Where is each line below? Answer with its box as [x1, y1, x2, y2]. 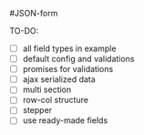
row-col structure [22, 95, 89, 106]
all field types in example [22, 43, 117, 54]
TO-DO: [9, 26, 39, 36]
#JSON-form [9, 8, 58, 18]
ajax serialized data [22, 74, 96, 85]
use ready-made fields [22, 115, 108, 126]
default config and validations [22, 54, 135, 65]
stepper [22, 105, 53, 116]
